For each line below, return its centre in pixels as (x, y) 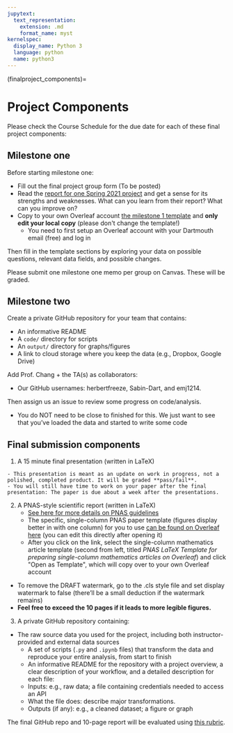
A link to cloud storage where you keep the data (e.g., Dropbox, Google (119, 354)
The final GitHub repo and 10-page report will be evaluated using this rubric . (116, 723)
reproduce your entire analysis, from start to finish (99, 657)
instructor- (208, 635)
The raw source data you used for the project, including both (104, 635)
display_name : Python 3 (48, 46)
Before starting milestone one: (50, 172)
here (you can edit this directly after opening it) (95, 535)
